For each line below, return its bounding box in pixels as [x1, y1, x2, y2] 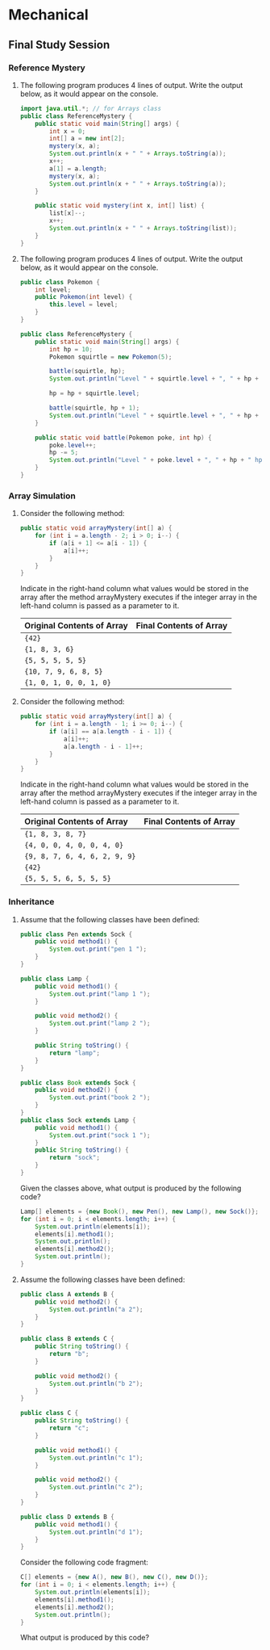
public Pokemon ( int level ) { [35, 293, 133, 301]
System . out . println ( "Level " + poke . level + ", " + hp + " [49, 456, 252, 464]
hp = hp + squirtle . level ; [49, 389, 140, 397]
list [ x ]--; [49, 209, 86, 217]
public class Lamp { [19, 975, 89, 983]
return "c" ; [49, 1424, 89, 1433]
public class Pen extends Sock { [19, 930, 133, 938]
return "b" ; [49, 1350, 89, 1358]
